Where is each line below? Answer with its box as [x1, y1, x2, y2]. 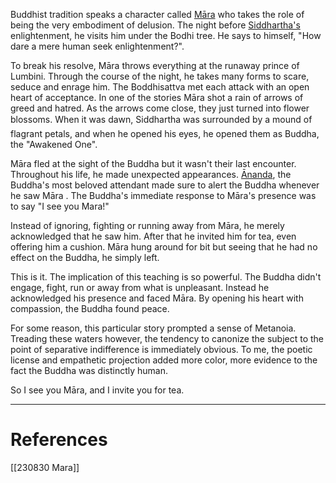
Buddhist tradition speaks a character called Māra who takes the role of [10, 9, 305, 20]
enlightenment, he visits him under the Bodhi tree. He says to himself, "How [10, 30, 322, 41]
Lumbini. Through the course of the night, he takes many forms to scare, [10, 70, 310, 82]
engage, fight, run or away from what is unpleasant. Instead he [10, 282, 270, 293]
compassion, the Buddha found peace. [10, 303, 170, 314]
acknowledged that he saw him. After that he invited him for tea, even [10, 230, 297, 242]
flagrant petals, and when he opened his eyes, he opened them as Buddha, [10, 128, 320, 139]
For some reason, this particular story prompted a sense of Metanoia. [10, 322, 297, 334]
